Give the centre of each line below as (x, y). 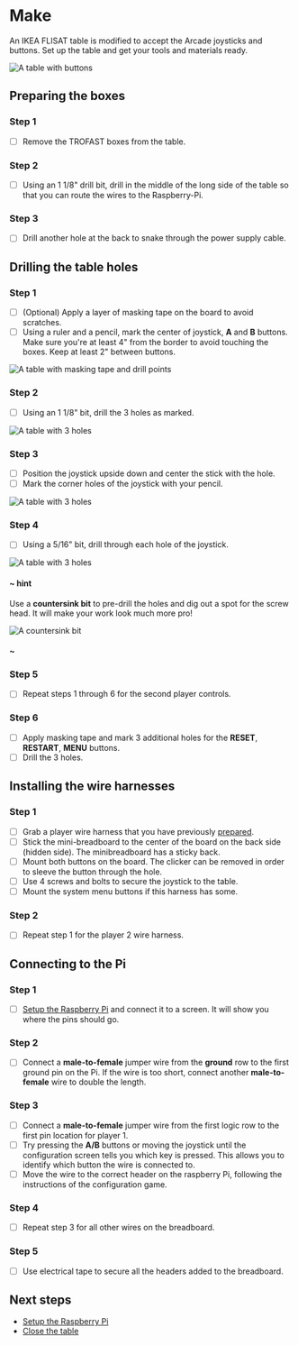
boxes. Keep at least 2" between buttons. (99, 352)
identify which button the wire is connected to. (108, 1165)
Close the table (50, 1331)
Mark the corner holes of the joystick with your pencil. (122, 483)
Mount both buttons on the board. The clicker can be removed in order (154, 861)
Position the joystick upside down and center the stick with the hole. (149, 473)
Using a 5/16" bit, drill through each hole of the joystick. (126, 544)
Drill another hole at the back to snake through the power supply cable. (154, 238)
